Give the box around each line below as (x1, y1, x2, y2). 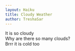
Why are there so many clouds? (5, 35, 70, 41)
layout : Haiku (5, 7, 35, 12)
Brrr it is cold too (5, 41, 40, 47)
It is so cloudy (5, 30, 34, 36)
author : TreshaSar (5, 16, 43, 21)
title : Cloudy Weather (5, 12, 52, 17)
